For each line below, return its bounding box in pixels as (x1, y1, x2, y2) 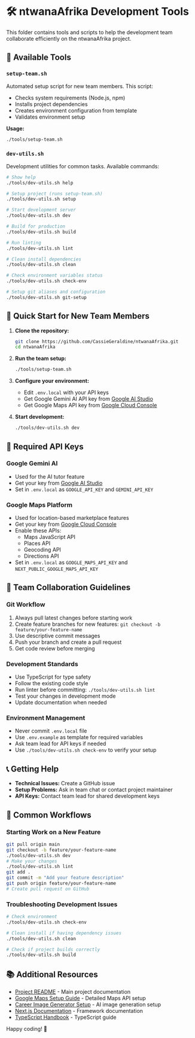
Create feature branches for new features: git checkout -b (14, 621, 161, 628)
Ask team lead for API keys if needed (14, 740, 106, 748)
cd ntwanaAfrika (14, 344, 56, 350)
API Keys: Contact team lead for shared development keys (14, 792, 160, 800)
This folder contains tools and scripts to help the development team (6, 28, 173, 36)
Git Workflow (6, 600, 45, 609)
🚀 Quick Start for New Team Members (6, 311, 150, 321)
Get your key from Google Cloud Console (14, 520, 117, 528)
